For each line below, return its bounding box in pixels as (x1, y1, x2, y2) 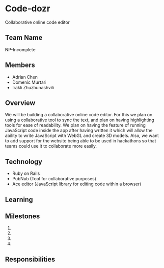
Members (5, 61, 35, 69)
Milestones (5, 212, 40, 220)
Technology (5, 157, 43, 166)
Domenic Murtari (12, 79, 47, 85)
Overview (5, 99, 36, 107)
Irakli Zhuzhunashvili (12, 84, 54, 90)
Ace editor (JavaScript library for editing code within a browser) (12, 181, 141, 187)
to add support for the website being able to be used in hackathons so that (5, 138, 156, 144)
